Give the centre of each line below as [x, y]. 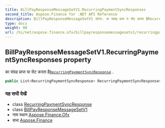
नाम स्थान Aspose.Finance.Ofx [41, 115]
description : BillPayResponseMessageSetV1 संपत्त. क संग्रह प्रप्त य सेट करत [74, 19]
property [78, 60]
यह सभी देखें [16, 94]
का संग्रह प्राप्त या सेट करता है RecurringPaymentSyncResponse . [59, 72]
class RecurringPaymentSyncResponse [52, 104]
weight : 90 [16, 28]
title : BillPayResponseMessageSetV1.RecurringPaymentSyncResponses [76, 10]
